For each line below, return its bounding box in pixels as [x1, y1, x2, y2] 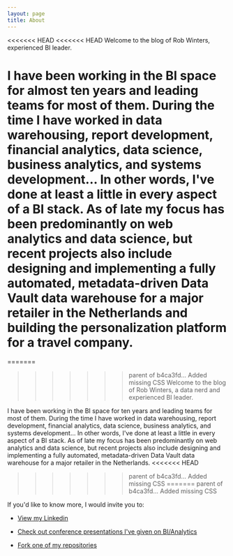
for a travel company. [7, 334, 134, 350]
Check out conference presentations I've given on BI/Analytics [17, 527, 197, 536]
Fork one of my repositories [17, 541, 98, 550]
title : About [7, 17, 45, 24]
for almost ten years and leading [7, 82, 199, 98]
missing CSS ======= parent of [128, 479, 223, 488]
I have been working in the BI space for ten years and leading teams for [7, 407, 213, 415]
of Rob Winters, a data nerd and [128, 386, 220, 394]
